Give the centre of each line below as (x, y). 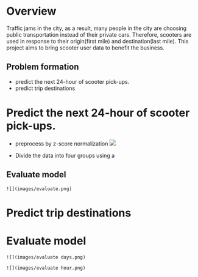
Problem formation (43, 67)
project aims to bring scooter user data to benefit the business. (85, 48)
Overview (31, 11)
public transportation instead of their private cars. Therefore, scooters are (99, 34)
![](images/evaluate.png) (39, 189)
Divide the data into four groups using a (65, 155)
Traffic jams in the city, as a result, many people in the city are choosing (97, 28)
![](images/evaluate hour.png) (46, 268)
